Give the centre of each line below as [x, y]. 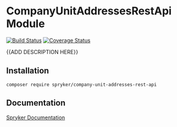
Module [25, 24]
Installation [28, 71]
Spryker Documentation [36, 117]
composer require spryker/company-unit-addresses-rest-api [82, 84]
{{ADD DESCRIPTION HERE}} [42, 52]
